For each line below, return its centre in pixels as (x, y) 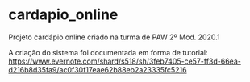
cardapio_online (63, 15)
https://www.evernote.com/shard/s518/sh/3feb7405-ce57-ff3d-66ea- (125, 61)
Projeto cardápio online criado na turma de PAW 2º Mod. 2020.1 (114, 37)
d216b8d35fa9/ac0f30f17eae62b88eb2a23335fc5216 (98, 69)
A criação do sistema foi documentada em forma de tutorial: (108, 52)
